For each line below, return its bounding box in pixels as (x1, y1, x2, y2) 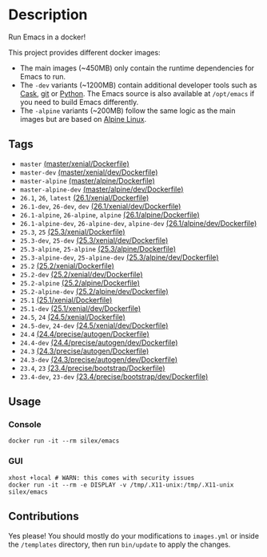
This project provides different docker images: (8, 47, 161, 57)
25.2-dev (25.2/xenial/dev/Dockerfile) (19, 269, 143, 279)
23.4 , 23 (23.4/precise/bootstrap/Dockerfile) (19, 363, 165, 373)
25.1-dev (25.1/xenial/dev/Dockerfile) (19, 303, 141, 313)
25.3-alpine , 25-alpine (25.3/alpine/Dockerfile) (19, 244, 177, 253)
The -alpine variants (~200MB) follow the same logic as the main (19, 106, 236, 115)
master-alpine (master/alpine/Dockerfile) (19, 176, 156, 185)
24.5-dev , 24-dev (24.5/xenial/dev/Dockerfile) (19, 321, 169, 330)
